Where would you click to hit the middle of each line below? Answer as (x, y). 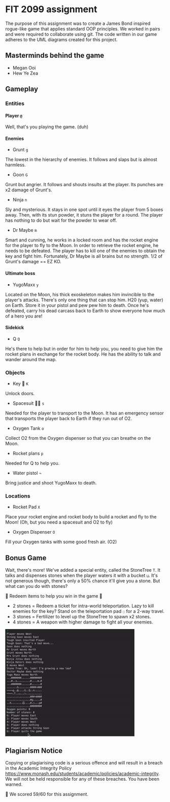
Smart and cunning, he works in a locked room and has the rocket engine (82, 240)
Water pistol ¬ (27, 473)
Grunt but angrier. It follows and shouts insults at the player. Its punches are (84, 185)
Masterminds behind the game (55, 56)
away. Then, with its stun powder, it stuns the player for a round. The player (84, 215)
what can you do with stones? (37, 586)
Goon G (20, 175)
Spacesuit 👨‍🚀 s (28, 403)
